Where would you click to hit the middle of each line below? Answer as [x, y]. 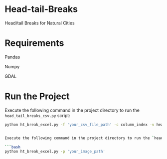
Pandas [12, 57]
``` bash [13, 147]
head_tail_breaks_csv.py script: [37, 115]
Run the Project [37, 96]
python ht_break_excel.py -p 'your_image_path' [55, 152]
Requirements [34, 43]
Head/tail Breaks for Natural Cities [40, 23]
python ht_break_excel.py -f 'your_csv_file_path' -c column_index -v [80, 125]
